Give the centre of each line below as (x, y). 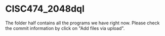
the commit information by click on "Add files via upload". (65, 28)
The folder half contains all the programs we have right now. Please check (82, 23)
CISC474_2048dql (45, 9)
